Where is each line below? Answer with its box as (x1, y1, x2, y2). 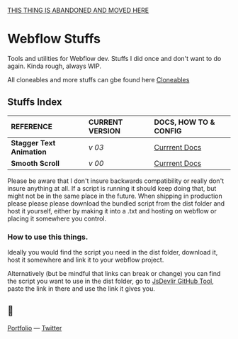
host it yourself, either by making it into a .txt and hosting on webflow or (7, 206, 217, 215)
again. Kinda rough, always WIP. (7, 62, 101, 70)
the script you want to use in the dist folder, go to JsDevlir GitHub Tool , (7, 277, 214, 286)
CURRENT (88, 117, 123, 127)
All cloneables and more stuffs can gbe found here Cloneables (7, 75, 190, 84)
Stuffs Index (7, 96, 62, 109)
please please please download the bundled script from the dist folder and (7, 199, 225, 208)
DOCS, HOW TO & (154, 117, 215, 127)
